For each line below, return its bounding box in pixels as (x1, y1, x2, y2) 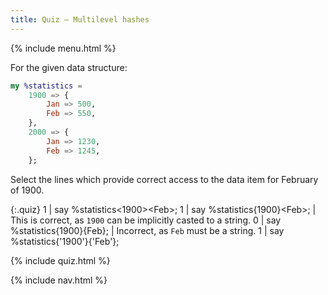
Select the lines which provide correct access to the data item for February (10, 173, 319, 185)
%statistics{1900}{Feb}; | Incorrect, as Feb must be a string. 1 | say (10, 224, 285, 236)
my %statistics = (10, 81, 83, 91)
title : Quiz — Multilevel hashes (10, 14, 150, 25)
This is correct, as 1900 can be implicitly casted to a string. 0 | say (10, 214, 282, 226)
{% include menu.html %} (10, 42, 117, 54)
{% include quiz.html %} (10, 254, 111, 266)
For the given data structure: (10, 61, 128, 73)
